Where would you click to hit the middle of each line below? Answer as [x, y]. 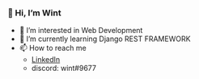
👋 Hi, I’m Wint [34, 13]
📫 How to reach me [53, 48]
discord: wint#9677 [64, 69]
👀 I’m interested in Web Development [81, 31]
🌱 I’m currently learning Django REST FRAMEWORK [105, 39]
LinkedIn [46, 60]
